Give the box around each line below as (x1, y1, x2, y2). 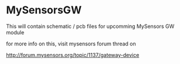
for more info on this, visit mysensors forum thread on (6, 40, 136, 47)
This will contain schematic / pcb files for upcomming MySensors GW (6, 23, 175, 30)
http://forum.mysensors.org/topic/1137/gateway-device (6, 51, 140, 58)
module (6, 29, 25, 35)
